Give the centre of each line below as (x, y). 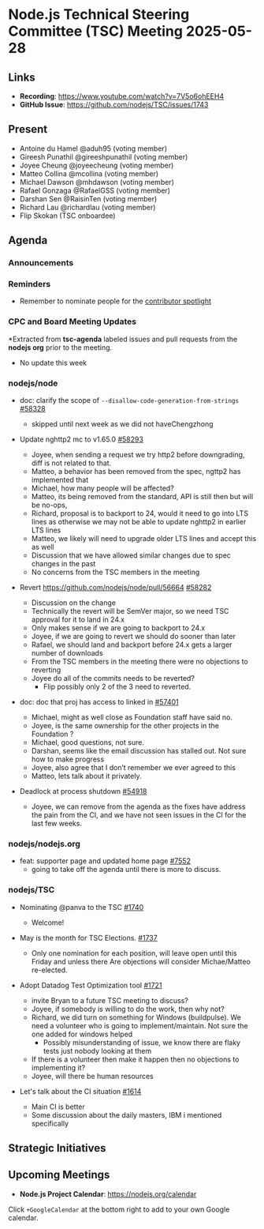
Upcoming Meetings (59, 1175)
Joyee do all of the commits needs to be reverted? (113, 678)
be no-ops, (49, 505)
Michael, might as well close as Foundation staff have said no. (132, 717)
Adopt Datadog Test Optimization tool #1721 (91, 985)
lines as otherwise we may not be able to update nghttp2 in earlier (139, 522)
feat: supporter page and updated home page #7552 (105, 861)
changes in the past (63, 564)
